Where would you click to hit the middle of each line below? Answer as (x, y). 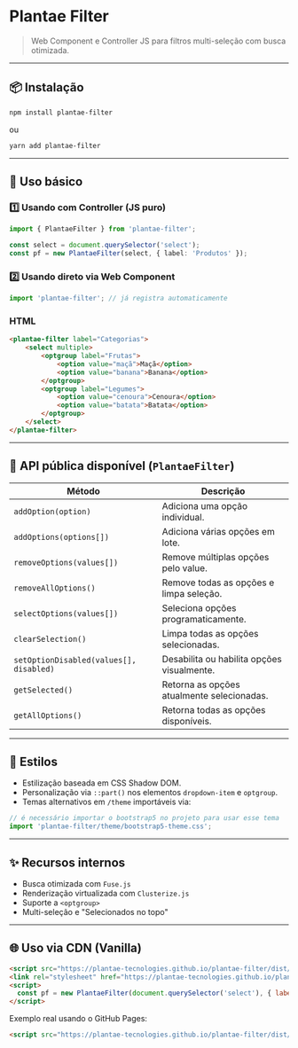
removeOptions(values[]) (66, 562)
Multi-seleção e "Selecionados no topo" (95, 911)
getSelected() (43, 690)
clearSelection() (50, 639)
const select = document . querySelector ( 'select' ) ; (105, 246)
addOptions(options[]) (61, 537)
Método (83, 491)
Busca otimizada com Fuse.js (76, 883)
